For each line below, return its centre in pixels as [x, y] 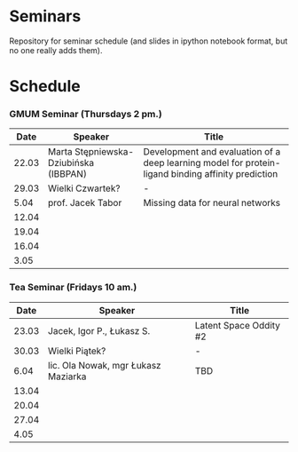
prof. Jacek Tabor [85, 203]
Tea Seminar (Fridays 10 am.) [73, 288]
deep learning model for [193, 163]
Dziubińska [71, 163]
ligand [156, 174]
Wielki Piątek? [77, 351]
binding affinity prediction [224, 174]
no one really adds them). [56, 50]
